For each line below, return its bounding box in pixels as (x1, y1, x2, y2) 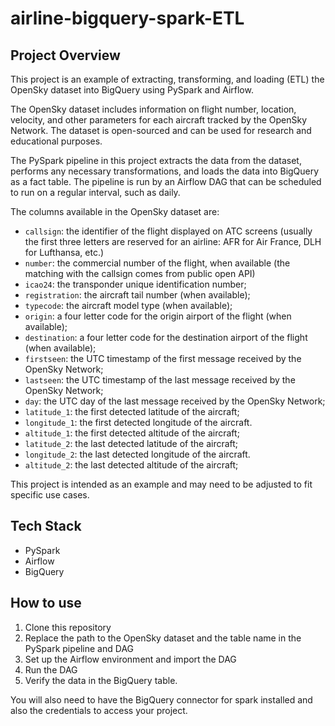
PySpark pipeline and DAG (24, 642, 135, 654)
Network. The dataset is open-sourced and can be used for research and (10, 125, 312, 136)
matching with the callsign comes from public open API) (24, 268, 256, 279)
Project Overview (10, 47, 121, 64)
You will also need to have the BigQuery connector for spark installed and (10, 693, 313, 706)
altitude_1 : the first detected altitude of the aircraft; (24, 427, 240, 439)
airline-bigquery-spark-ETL (10, 7, 245, 30)
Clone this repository (24, 621, 112, 633)
